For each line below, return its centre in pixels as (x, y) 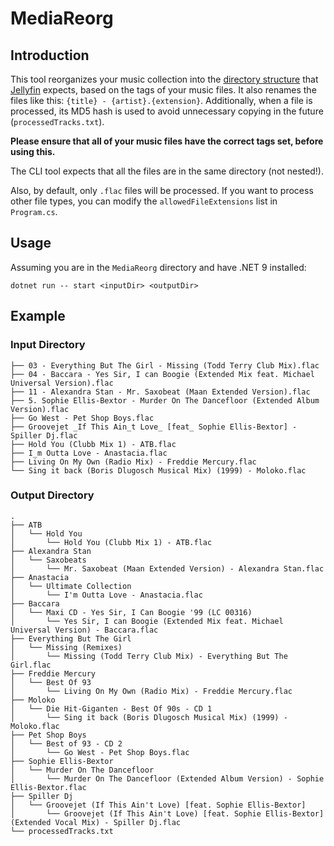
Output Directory (52, 495)
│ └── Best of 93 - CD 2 (66, 743)
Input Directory (48, 345)
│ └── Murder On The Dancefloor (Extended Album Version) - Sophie (167, 778)
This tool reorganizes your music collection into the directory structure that (164, 79)
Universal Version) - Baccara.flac (84, 630)
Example (38, 316)
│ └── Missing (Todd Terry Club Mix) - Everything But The (149, 656)
